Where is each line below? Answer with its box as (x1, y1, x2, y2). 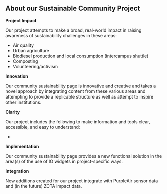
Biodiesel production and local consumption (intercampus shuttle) (12, 53, 149, 59)
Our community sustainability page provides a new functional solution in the (5, 153, 162, 159)
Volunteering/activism (12, 63, 58, 69)
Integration (5, 168, 29, 174)
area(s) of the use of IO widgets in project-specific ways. (5, 158, 123, 164)
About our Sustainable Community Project (5, 4, 140, 13)
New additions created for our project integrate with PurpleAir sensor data (5, 178, 158, 184)
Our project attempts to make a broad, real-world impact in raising (5, 27, 142, 33)
